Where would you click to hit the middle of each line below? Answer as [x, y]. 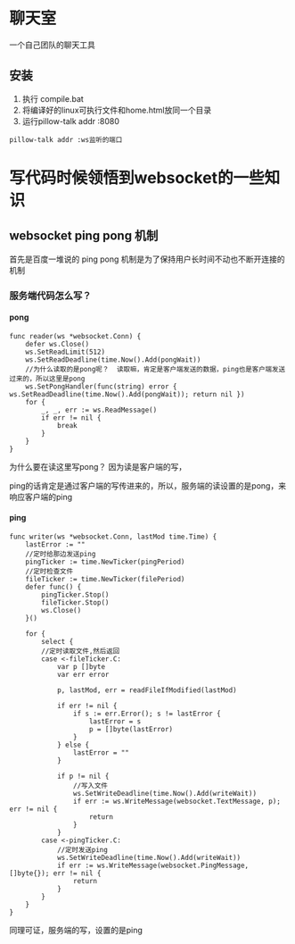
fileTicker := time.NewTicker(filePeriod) [105, 580]
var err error [83, 675]
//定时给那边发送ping [61, 555]
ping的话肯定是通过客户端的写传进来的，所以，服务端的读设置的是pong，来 [148, 485]
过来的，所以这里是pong [47, 379]
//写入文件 [90, 786]
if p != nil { [83, 777]
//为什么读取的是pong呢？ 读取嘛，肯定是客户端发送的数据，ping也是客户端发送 [156, 369]
